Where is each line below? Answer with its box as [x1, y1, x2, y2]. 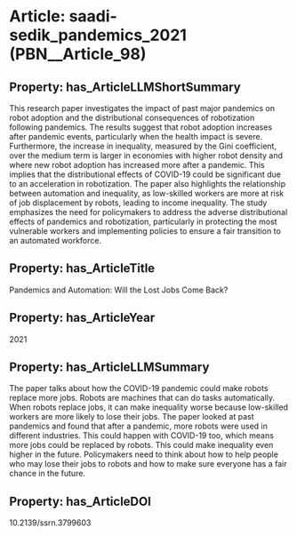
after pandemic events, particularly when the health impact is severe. [9, 132, 263, 141]
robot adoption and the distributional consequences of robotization [9, 113, 255, 123]
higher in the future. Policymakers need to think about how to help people [9, 449, 278, 460]
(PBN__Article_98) [9, 44, 147, 64]
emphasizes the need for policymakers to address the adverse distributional [9, 207, 288, 217]
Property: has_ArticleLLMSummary [9, 360, 210, 375]
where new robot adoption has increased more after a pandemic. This [9, 160, 265, 170]
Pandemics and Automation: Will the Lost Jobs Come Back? [9, 284, 229, 295]
